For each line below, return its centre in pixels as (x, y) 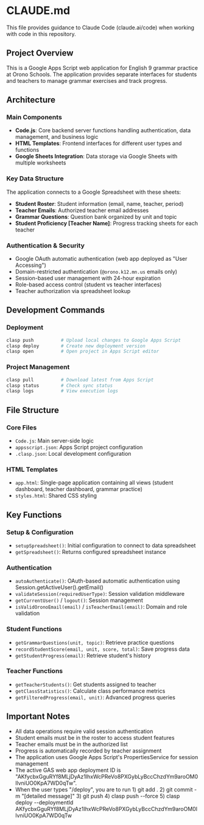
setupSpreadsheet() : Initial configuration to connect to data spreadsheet (105, 545)
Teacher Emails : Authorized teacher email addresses (82, 210)
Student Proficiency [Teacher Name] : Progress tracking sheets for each (106, 223)
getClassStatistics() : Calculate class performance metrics (90, 691)
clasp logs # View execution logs (62, 391)
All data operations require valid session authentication (84, 731)
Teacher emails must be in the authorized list (71, 744)
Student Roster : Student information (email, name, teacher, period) (99, 204)
